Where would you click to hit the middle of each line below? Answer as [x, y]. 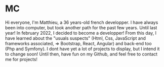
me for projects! [21, 59]
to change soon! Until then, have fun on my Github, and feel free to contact [81, 54]
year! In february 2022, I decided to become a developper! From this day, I [81, 33]
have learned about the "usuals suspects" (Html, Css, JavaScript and [76, 38]
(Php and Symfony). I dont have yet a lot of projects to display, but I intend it [82, 49]
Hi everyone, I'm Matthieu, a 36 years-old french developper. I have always [82, 22]
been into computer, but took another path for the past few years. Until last [81, 27]
